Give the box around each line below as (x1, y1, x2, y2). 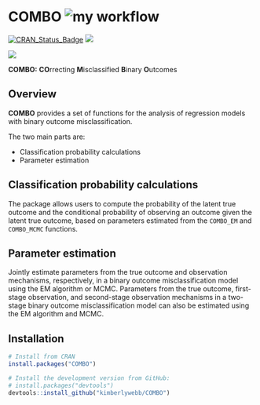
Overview (8, 87, 57, 101)
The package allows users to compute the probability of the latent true (8, 199, 236, 208)
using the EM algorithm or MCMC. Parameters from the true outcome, (8, 284, 234, 294)
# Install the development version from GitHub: (8, 374, 170, 382)
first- (235, 284, 251, 294)
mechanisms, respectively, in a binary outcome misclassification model (8, 275, 239, 286)
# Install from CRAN (8, 353, 76, 361)
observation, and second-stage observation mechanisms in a (27, 293, 227, 302)
